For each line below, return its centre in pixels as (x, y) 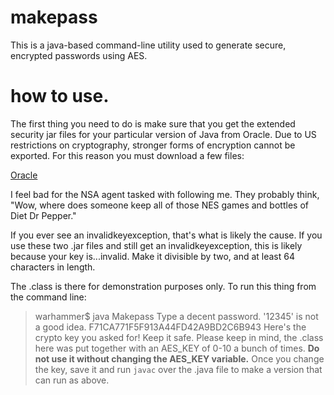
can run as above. (72, 380)
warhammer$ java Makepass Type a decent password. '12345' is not (176, 316)
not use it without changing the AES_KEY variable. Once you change (179, 358)
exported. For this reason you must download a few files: (127, 155)
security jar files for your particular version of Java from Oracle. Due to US (163, 134)
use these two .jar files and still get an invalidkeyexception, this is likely (156, 245)
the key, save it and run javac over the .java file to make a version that (178, 369)
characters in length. (53, 267)
